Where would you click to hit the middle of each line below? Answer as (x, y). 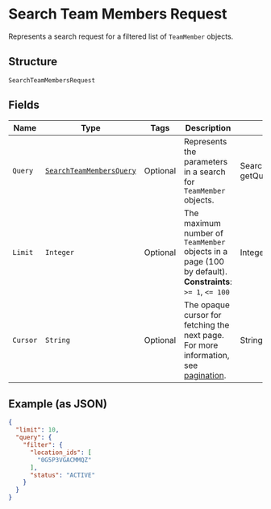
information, (207, 355)
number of (204, 233)
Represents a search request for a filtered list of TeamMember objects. (121, 36)
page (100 (204, 261)
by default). (206, 271)
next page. (204, 335)
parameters (206, 161)
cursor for (203, 315)
